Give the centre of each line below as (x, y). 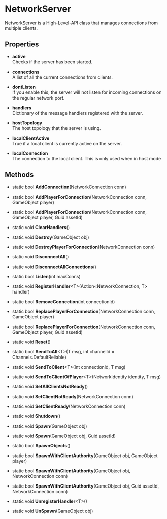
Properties (22, 44)
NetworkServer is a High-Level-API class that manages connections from (81, 23)
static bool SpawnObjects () (41, 445)
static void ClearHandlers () (41, 227)
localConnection (30, 153)
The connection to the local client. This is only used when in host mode (87, 158)
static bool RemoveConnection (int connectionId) (63, 301)
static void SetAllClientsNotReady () (50, 386)
